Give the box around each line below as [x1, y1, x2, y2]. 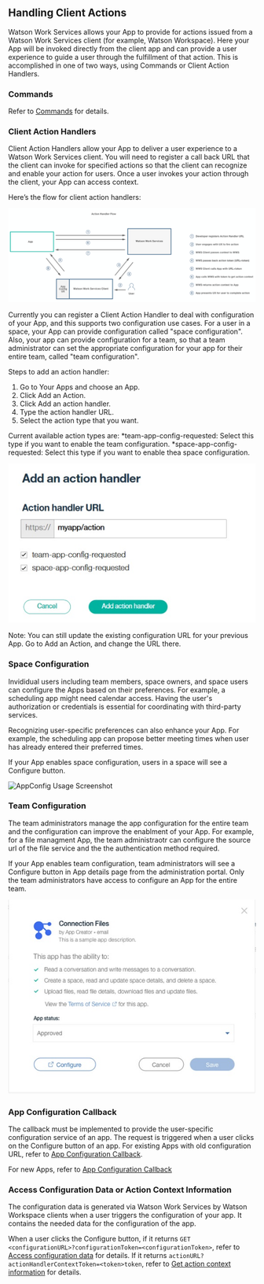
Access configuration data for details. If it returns [8, 1251, 167, 1260]
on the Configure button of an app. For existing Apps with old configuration [8, 1141, 251, 1150]
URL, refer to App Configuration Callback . [8, 1149, 143, 1159]
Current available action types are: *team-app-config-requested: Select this [8, 430, 254, 440]
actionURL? [168, 1253, 204, 1260]
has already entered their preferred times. [8, 742, 144, 751]
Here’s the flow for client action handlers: [8, 193, 141, 202]
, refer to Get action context [141, 1259, 232, 1269]
